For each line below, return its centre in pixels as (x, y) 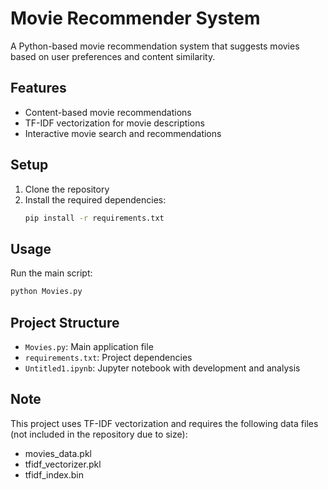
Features (38, 88)
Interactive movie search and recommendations (123, 133)
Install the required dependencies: (95, 199)
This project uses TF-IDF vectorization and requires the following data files (164, 423)
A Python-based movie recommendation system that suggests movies (155, 46)
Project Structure (65, 322)
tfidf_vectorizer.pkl (63, 464)
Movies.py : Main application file (89, 346)
